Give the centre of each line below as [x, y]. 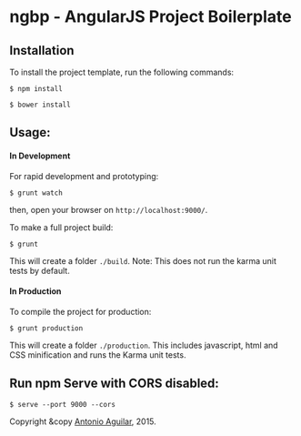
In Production [35, 291]
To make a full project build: [61, 227]
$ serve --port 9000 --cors [63, 404]
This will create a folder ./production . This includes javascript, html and [144, 345]
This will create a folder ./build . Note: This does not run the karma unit [143, 260]
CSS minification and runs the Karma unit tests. [98, 355]
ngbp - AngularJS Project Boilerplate [151, 17]
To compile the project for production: [80, 311]
